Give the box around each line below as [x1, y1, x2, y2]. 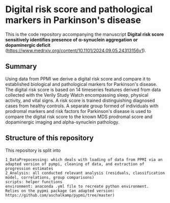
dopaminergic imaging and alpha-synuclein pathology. [5, 119, 120, 125]
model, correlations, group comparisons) [5, 175, 95, 180]
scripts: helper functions [5, 179, 63, 184]
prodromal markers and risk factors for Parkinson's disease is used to [5, 108, 152, 114]
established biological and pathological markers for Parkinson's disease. [5, 81, 158, 87]
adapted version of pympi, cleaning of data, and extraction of [5, 161, 145, 166]
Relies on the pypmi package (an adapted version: [5, 188, 115, 193]
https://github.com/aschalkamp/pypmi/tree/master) [5, 192, 115, 198]
